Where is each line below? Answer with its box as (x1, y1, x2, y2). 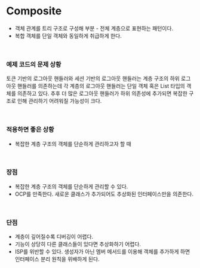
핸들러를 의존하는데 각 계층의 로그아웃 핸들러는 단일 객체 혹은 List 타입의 (17, 83, 185, 90)
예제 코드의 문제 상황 (6, 60, 61, 68)
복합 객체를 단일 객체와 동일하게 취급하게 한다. (14, 32, 122, 39)
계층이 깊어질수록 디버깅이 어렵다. (14, 233, 94, 240)
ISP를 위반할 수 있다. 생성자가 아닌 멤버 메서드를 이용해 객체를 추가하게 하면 (14, 248, 190, 255)
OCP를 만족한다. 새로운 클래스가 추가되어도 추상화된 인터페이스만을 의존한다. (14, 190, 194, 197)
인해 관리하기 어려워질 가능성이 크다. (17, 98, 102, 105)
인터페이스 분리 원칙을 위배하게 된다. (14, 255, 100, 263)
